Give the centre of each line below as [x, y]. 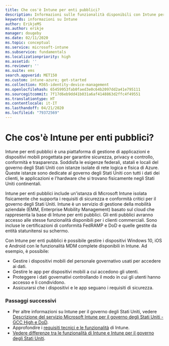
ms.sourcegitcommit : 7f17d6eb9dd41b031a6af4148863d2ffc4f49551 [73, 94]
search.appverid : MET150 [31, 75]
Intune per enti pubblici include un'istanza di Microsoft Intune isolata [76, 193]
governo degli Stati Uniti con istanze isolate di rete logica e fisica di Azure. [82, 167]
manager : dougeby [23, 33]
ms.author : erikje [24, 29]
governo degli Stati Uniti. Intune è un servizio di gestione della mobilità [78, 204]
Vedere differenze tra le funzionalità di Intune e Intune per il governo [83, 333]
